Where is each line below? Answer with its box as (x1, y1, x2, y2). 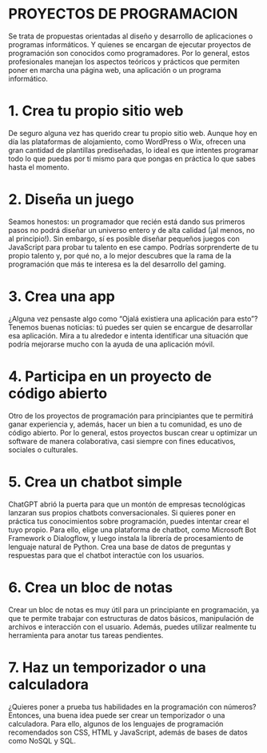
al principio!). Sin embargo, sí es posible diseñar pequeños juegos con (8, 234, 240, 243)
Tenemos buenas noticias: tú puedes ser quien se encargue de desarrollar (8, 322, 253, 332)
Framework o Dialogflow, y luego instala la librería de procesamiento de (8, 533, 244, 543)
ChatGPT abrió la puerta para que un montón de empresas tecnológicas (8, 499, 245, 509)
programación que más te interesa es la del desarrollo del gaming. (8, 259, 226, 269)
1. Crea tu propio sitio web (8, 102, 184, 120)
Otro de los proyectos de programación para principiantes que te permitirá (8, 411, 253, 420)
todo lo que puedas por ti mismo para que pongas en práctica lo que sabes (8, 154, 256, 163)
